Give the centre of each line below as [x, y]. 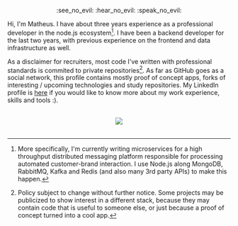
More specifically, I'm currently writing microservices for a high [110, 149]
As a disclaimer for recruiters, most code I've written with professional [110, 61]
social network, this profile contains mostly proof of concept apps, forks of [117, 78]
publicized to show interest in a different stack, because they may [114, 200]
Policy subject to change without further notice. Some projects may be [120, 193]
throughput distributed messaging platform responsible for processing [120, 157]
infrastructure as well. [39, 47]
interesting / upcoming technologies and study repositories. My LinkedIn [113, 85]
